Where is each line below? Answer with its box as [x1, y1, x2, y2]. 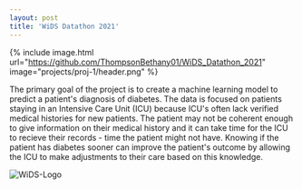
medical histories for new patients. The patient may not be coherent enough [9, 113, 293, 124]
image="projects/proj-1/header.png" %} [9, 65, 159, 77]
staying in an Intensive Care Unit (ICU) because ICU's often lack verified [9, 103, 279, 114]
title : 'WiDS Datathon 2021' [9, 22, 120, 31]
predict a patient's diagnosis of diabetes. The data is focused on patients [9, 93, 283, 104]
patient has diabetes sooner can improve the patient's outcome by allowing [9, 142, 291, 153]
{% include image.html [9, 46, 94, 57]
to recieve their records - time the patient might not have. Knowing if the [9, 132, 279, 143]
